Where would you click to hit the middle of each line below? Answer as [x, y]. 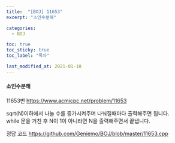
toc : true [19, 45]
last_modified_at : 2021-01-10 [44, 66]
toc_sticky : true [28, 50]
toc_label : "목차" [28, 56]
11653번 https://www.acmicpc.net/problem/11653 [67, 101]
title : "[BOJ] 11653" [34, 12]
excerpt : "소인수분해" [31, 17]
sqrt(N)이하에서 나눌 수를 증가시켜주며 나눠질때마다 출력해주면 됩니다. [88, 113]
